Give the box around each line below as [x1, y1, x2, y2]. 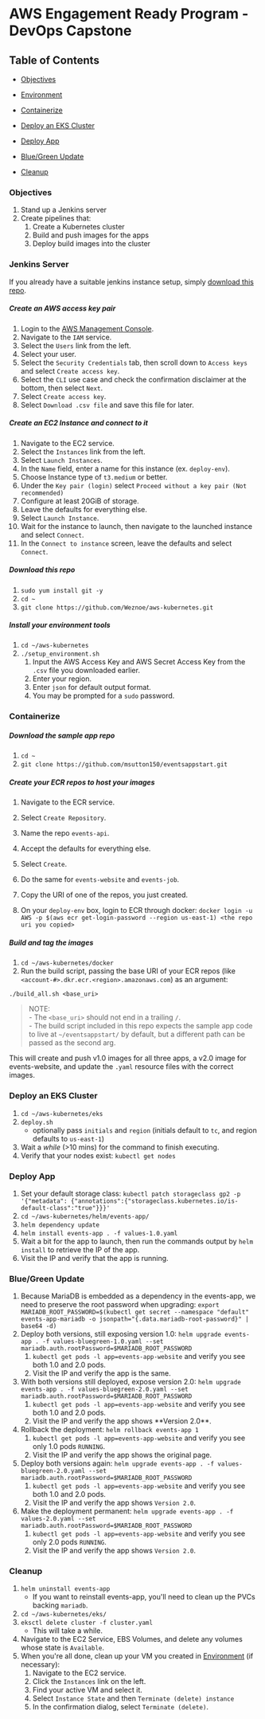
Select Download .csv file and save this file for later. [20, 400, 194, 409]
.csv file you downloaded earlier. [32, 666, 140, 675]
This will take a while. [32, 1626, 103, 1635]
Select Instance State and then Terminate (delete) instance [32, 1694, 235, 1703]
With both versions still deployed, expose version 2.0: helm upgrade [20, 1377, 241, 1387]
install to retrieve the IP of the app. [20, 1244, 140, 1255]
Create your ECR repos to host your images [9, 777, 155, 787]
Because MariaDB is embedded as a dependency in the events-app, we [20, 1291, 256, 1301]
